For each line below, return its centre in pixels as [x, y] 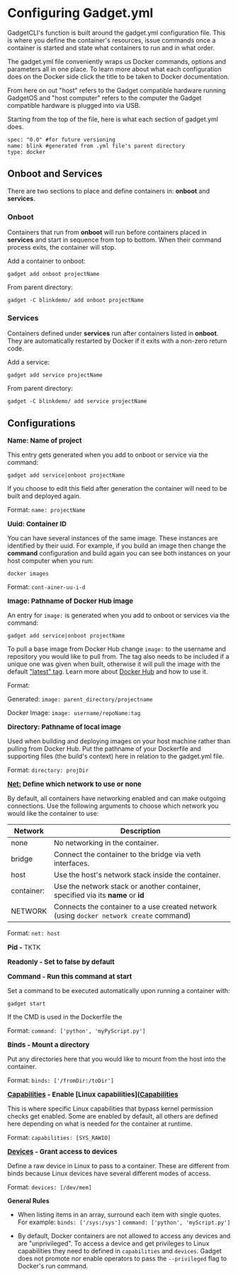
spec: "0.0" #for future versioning [61, 140]
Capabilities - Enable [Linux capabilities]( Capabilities [93, 1095]
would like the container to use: [53, 814]
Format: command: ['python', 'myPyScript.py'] [76, 1031]
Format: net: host [34, 933]
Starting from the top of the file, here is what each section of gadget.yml [113, 119]
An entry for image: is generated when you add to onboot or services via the [119, 616]
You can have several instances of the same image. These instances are [113, 538]
